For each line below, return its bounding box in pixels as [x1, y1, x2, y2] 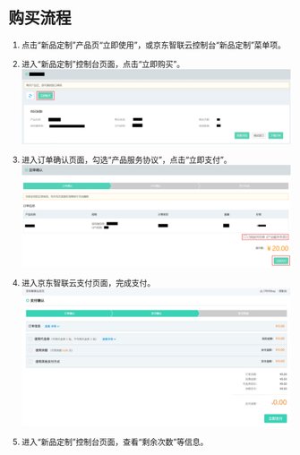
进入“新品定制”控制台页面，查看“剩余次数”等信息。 [21, 436, 209, 448]
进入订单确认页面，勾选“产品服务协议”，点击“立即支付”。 [21, 154, 232, 165]
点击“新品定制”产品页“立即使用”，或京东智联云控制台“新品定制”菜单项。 [21, 39, 286, 50]
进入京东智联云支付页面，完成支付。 [21, 278, 156, 288]
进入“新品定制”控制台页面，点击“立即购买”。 [21, 58, 185, 69]
